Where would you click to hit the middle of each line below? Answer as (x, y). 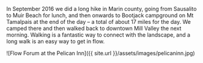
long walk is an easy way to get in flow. (56, 41)
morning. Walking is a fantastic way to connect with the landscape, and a (98, 35)
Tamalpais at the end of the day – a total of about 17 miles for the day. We (99, 22)
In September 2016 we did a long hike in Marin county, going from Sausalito (102, 9)
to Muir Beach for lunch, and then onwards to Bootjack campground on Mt (100, 15)
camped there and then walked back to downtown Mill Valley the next (94, 28)
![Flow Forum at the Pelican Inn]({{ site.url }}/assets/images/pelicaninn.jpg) (101, 53)
